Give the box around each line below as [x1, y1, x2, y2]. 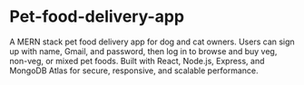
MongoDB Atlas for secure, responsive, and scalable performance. [9, 65, 259, 76]
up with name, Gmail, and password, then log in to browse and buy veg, [9, 45, 278, 56]
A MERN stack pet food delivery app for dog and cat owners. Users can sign [9, 36, 295, 47]
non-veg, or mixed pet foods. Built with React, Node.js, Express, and [9, 55, 265, 66]
